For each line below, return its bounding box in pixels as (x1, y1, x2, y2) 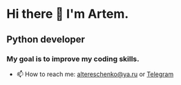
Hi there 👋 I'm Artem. (6, 6, 129, 22)
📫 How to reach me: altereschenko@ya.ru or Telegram (16, 70, 174, 78)
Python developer (6, 34, 86, 45)
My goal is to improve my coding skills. (6, 54, 140, 64)
